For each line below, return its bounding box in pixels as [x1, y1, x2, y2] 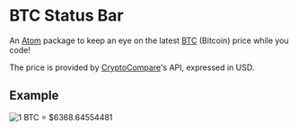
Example [9, 88, 59, 103]
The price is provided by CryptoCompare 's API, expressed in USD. [9, 62, 255, 73]
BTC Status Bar [9, 5, 124, 26]
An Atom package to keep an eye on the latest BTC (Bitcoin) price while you [9, 35, 289, 46]
